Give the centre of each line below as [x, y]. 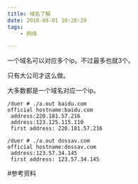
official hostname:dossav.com [52, 147]
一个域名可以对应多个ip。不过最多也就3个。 [71, 61]
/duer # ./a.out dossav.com [49, 141]
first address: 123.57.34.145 [55, 159]
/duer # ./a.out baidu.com [47, 104]
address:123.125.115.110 [47, 123]
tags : [15, 27]
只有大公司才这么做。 [38, 75]
